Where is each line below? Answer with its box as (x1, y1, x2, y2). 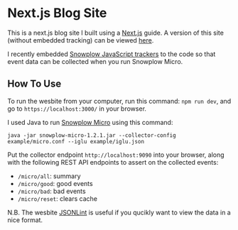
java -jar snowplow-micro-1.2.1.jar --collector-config (7, 131, 176, 139)
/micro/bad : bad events (17, 187, 87, 195)
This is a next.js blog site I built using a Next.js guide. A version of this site (7, 28, 224, 37)
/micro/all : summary (17, 172, 81, 180)
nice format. (7, 215, 43, 224)
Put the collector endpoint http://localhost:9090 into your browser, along (7, 150, 225, 159)
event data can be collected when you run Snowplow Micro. (7, 57, 183, 65)
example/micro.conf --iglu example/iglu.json (7, 138, 144, 145)
